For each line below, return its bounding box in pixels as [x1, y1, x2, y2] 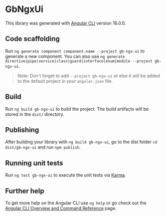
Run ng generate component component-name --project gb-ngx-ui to [5, 48, 145, 54]
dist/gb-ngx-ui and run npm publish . [5, 144, 81, 150]
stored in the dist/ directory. [5, 111, 65, 117]
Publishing [5, 125, 39, 134]
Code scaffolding [5, 35, 60, 43]
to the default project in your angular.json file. [17, 78, 113, 84]
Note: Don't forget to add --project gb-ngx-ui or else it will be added [17, 73, 161, 79]
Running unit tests [5, 159, 63, 167]
